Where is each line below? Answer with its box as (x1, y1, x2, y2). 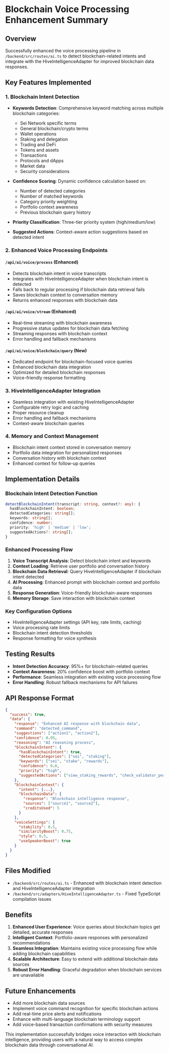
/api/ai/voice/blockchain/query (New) (5, 347, 87, 353)
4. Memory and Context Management (5, 432, 99, 440)
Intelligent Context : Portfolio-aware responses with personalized (12, 935, 148, 941)
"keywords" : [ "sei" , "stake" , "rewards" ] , (18, 759, 109, 764)
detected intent (12, 234, 44, 240)
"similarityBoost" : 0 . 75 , (18, 829, 73, 834)
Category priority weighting (20, 198, 77, 205)
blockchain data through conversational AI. (5, 1042, 94, 1048)
